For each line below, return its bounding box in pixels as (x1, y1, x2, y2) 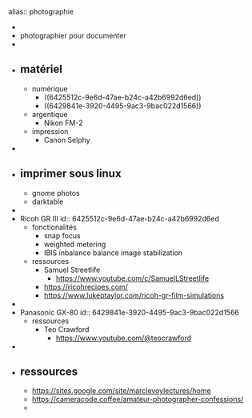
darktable (31, 197, 64, 206)
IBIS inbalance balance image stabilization (43, 248, 183, 258)
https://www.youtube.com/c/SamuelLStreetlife (55, 273, 210, 283)
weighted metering (43, 239, 106, 249)
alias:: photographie (8, 7, 74, 16)
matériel (19, 63, 62, 76)
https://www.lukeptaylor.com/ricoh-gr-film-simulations (43, 290, 225, 300)
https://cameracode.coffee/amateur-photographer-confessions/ (31, 395, 244, 404)
